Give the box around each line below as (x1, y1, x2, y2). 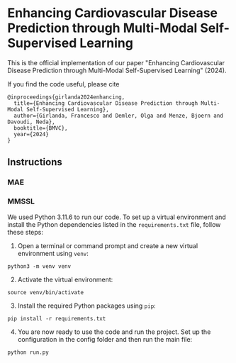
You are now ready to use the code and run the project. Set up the (17, 328, 211, 336)
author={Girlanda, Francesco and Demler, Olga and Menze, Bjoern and (13, 112, 223, 119)
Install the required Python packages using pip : (17, 301, 156, 310)
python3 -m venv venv (7, 262, 72, 270)
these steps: (7, 228, 44, 236)
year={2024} (13, 130, 50, 138)
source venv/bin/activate (7, 289, 84, 296)
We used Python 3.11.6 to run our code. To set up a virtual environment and (7, 213, 227, 221)
